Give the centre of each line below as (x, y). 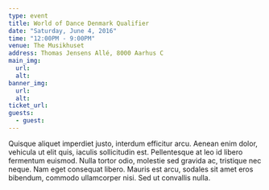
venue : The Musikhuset (46, 46)
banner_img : (28, 83)
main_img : (25, 61)
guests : (21, 114)
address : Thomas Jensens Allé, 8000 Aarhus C (86, 53)
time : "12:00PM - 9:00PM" (52, 38)
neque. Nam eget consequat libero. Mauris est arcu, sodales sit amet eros (131, 169)
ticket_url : (28, 105)
